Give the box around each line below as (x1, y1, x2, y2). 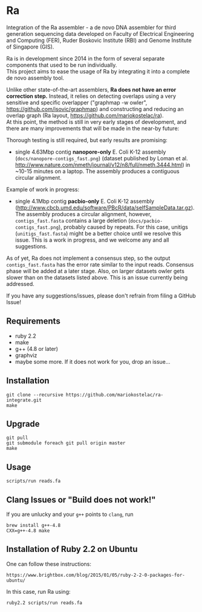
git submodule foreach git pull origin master (6, 440, 126, 446)
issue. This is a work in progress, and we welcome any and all (15, 236, 169, 243)
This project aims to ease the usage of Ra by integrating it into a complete (6, 67, 191, 75)
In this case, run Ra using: (6, 588, 71, 595)
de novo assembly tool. (6, 74, 65, 81)
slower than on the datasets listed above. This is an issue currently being (6, 274, 188, 281)
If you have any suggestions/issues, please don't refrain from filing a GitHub (6, 292, 196, 299)
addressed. (6, 280, 34, 287)
